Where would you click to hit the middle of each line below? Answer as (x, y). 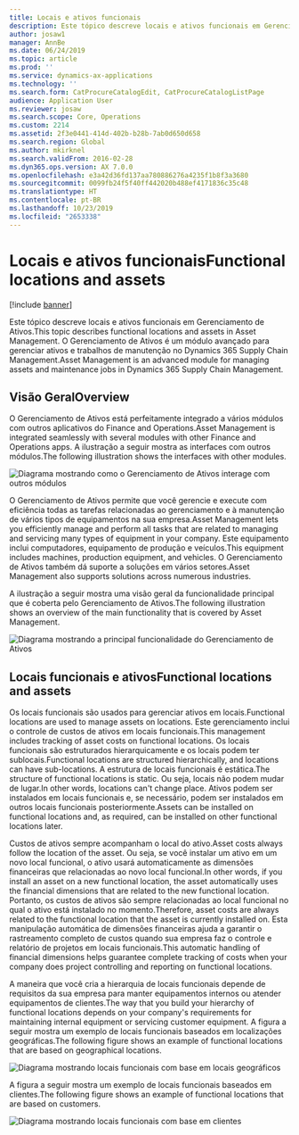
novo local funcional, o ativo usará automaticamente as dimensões (131, 863)
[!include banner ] (41, 304)
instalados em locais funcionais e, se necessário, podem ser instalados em (146, 798)
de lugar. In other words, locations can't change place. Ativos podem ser (141, 788)
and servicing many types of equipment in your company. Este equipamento (149, 539)
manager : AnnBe (37, 42)
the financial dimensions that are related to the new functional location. (139, 891)
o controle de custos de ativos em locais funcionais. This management (137, 732)
